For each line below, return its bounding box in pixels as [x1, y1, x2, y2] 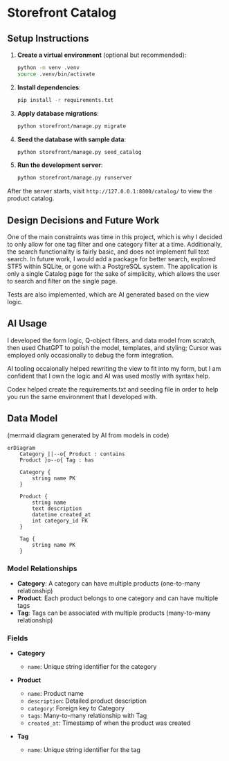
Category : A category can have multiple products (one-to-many [17, 579, 201, 587]
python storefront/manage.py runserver [17, 175, 133, 182]
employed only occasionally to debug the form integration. [7, 351, 174, 359]
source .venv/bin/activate [17, 71, 95, 78]
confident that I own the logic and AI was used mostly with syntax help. [7, 371, 210, 380]
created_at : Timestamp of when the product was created [27, 719, 191, 727]
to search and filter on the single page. [7, 277, 118, 286]
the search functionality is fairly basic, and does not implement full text [7, 247, 210, 256]
